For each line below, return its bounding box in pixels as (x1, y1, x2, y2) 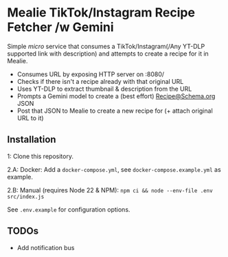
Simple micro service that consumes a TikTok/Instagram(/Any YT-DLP (7, 42, 205, 50)
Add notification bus (16, 243, 75, 252)
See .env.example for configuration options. (7, 205, 130, 214)
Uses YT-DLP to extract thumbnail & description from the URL (16, 85, 192, 93)
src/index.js (7, 193, 45, 200)
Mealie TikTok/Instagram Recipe (7, 5, 196, 21)
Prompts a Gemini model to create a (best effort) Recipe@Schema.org (16, 91, 216, 100)
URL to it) (16, 113, 44, 122)
